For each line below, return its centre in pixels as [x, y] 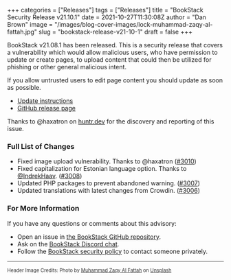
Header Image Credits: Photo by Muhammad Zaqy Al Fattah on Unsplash [89, 270]
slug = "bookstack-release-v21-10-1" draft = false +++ [115, 32]
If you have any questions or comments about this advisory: [92, 223]
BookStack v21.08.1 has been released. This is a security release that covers [115, 45]
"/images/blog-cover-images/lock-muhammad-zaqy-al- [133, 24]
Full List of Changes [41, 146]
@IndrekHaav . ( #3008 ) [49, 176]
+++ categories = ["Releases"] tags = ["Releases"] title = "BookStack [106, 10]
